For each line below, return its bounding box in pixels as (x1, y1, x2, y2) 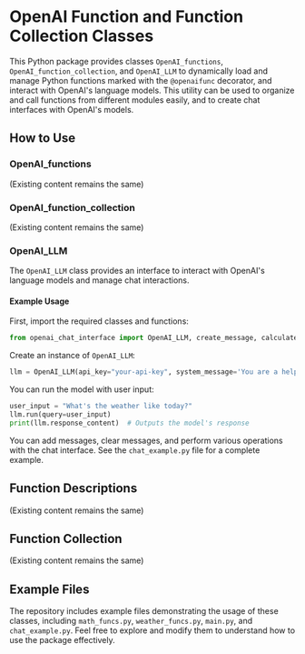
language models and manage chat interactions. (9, 275, 190, 286)
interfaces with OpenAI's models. (9, 104, 134, 115)
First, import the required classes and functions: (9, 316, 189, 327)
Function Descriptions (9, 480, 138, 497)
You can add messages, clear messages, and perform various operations (9, 435, 283, 446)
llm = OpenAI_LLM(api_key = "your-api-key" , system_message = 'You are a (9, 367, 279, 377)
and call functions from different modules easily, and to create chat (9, 94, 261, 106)
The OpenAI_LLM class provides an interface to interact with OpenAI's (9, 266, 265, 277)
